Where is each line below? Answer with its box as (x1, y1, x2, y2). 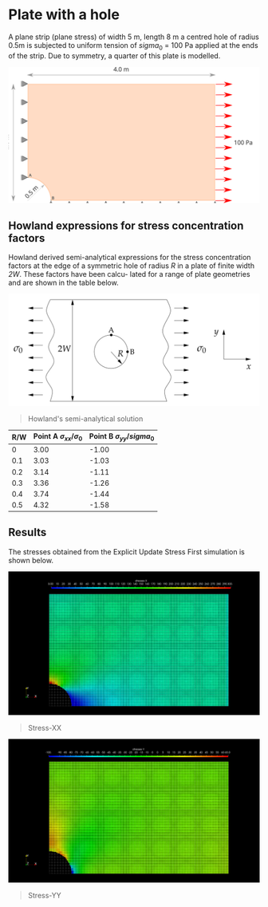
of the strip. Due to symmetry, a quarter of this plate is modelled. (8, 50, 221, 61)
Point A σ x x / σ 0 (33, 432, 83, 443)
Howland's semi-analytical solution (27, 413, 144, 424)
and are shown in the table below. (8, 278, 119, 288)
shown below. (8, 555, 54, 565)
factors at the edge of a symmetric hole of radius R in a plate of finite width (8, 261, 255, 270)
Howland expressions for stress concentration (8, 219, 244, 232)
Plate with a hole (8, 6, 120, 24)
